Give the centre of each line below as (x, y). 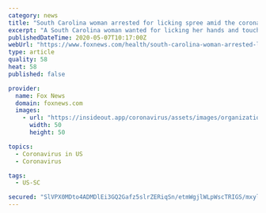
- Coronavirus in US (49, 154)
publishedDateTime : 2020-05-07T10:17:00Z (78, 37)
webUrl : (21, 45)
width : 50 (45, 125)
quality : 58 (28, 60)
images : (28, 110)
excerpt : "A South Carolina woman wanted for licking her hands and (123, 30)
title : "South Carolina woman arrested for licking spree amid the (122, 23)
